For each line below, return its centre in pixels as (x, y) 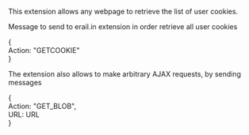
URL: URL (24, 114)
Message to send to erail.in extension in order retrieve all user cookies (123, 26)
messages (25, 82)
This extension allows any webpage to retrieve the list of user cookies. (123, 11)
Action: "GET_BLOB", (42, 106)
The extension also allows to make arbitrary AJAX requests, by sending (125, 74)
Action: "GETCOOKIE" (44, 50)
